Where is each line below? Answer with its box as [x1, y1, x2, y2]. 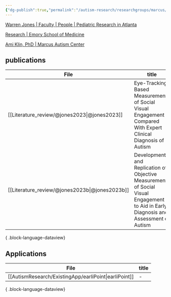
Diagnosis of [134, 137, 164, 144]
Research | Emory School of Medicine [5, 31, 85, 37]
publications [5, 56, 46, 65]
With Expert [134, 124, 162, 131]
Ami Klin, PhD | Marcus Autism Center [5, 41, 85, 47]
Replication [134, 164, 161, 171]
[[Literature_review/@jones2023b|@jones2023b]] [8, 186, 129, 194]
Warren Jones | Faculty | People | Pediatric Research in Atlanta [5, 21, 137, 28]
